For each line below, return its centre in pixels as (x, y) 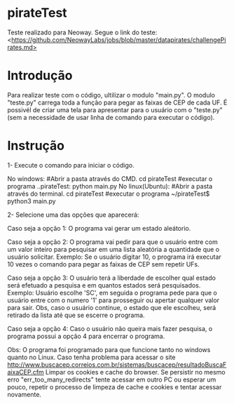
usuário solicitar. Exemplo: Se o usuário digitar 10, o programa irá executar (115, 257)
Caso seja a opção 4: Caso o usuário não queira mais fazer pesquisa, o (110, 328)
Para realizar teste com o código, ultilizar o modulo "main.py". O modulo (111, 95)
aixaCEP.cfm (26, 372)
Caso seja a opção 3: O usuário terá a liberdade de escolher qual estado (111, 278)
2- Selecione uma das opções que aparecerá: (73, 215)
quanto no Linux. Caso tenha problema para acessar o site (92, 357)
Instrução (36, 146)
